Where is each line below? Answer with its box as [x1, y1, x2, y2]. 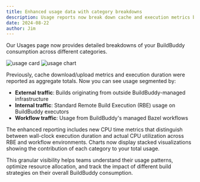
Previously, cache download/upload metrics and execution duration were [6, 71, 186, 78]
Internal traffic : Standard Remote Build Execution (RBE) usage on [14, 102, 176, 109]
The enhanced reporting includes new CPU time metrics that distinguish [6, 126, 183, 133]
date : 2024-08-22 [6, 20, 49, 26]
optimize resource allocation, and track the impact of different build [6, 163, 171, 170]
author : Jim [6, 25, 36, 32]
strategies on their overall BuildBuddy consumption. [6, 169, 133, 177]
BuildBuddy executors [14, 108, 70, 115]
